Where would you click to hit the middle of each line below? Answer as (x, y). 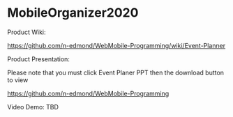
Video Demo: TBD (33, 107)
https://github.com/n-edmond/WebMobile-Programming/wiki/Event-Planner (116, 45)
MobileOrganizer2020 (73, 13)
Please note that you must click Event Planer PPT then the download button (116, 72)
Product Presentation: (38, 59)
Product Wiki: (27, 32)
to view (18, 80)
